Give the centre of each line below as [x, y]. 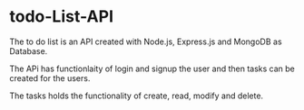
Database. [29, 50]
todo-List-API [62, 17]
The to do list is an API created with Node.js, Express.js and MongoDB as [146, 41]
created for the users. [50, 78]
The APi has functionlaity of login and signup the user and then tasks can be [152, 69]
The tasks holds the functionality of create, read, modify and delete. [137, 96]
